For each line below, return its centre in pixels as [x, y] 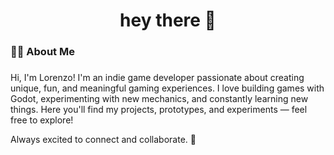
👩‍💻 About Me [42, 52]
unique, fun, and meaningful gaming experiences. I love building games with [167, 88]
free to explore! [42, 120]
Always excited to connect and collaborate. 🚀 [103, 140]
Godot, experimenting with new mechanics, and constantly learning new [159, 99]
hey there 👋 [168, 20]
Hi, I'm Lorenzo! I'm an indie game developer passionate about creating [157, 78]
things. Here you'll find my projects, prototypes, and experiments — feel [159, 110]
